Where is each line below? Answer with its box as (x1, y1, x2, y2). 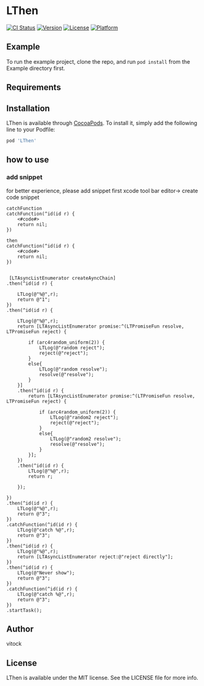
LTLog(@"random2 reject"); (49, 414, 119, 420)
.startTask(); (6, 607, 43, 613)
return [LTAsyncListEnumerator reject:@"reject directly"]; (17, 554, 173, 560)
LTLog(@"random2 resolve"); (49, 435, 122, 442)
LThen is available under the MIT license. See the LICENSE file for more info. (6, 674, 199, 682)
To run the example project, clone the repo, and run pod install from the (6, 58, 191, 65)
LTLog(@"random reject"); (38, 344, 105, 351)
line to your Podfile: (6, 126, 56, 133)
